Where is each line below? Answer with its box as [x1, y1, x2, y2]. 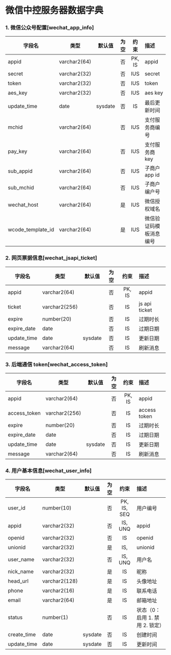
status [8, 614, 23, 621]
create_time [8, 631, 36, 638]
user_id [8, 504, 25, 511]
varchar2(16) [42, 587, 75, 594]
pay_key [8, 148, 27, 155]
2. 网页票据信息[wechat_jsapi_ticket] [5, 254, 98, 262]
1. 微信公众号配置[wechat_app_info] [5, 24, 94, 31]
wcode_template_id [8, 226, 54, 233]
